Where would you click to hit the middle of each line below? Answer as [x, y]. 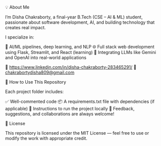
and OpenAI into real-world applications [46, 57]
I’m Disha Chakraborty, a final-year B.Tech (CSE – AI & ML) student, [74, 17]
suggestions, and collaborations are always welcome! [60, 114]
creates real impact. [26, 27]
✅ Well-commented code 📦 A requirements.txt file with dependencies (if [80, 101]
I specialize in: [20, 37]
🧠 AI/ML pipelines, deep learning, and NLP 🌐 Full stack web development [80, 47]
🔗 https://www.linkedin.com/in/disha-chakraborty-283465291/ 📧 [71, 67]
